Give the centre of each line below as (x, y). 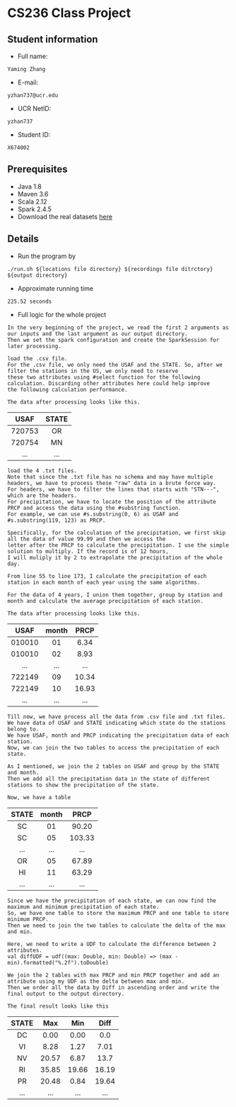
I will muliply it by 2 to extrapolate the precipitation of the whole (115, 557)
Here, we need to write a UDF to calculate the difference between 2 (112, 944)
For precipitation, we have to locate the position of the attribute (112, 501)
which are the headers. (42, 495)
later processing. (34, 346)
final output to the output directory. (66, 994)
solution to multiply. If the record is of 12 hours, (88, 551)
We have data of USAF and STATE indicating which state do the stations (117, 723)
